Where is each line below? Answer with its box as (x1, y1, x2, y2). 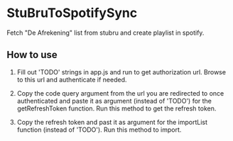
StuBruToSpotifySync (6, 5, 138, 21)
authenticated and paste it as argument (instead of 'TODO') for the (16, 96, 212, 105)
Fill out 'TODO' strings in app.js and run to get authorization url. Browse (16, 67, 227, 76)
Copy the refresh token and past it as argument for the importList (16, 118, 207, 126)
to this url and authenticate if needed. (16, 75, 127, 84)
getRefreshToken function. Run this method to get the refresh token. (16, 104, 217, 113)
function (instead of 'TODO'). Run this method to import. (16, 125, 182, 134)
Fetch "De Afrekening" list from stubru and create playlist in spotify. (6, 28, 205, 37)
